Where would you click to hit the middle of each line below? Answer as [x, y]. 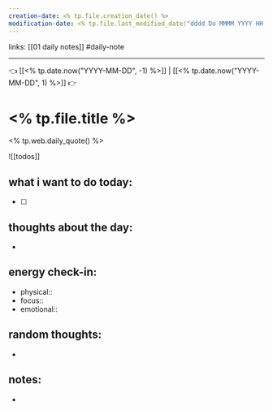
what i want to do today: [70, 182]
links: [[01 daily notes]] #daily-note [66, 46]
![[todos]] [24, 157]
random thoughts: [55, 335]
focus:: [32, 300]
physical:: [36, 291]
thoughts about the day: [71, 227]
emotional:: [39, 309]
